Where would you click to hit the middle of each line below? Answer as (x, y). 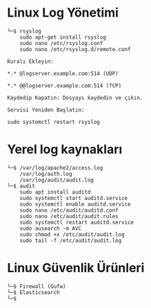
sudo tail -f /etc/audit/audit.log (71, 240)
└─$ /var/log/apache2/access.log (55, 167)
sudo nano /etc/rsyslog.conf (61, 43)
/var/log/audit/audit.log (57, 180)
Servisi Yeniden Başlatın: (46, 110)
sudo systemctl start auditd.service (74, 198)
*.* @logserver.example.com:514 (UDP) (63, 73)
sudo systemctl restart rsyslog (53, 122)
